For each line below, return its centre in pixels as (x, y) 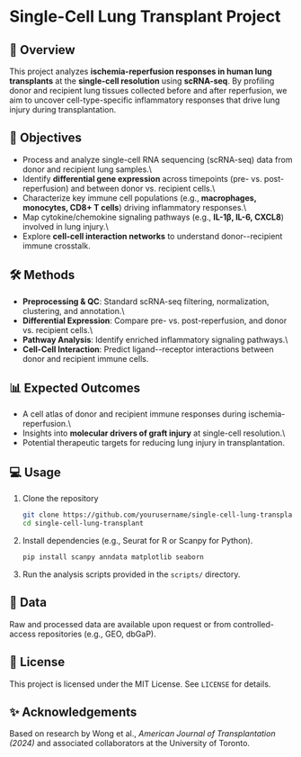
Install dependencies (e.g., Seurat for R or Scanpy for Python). (137, 541)
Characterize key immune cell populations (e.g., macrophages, (139, 198)
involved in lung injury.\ (66, 226)
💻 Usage (35, 472)
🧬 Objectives (46, 138)
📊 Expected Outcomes (75, 388)
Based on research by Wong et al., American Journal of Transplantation (142, 734)
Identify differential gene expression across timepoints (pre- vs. (142, 178)
